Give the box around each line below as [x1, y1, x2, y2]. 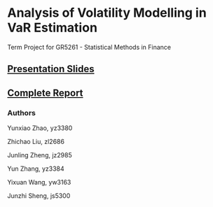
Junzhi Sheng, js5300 [7, 192, 71, 200]
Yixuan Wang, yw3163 [7, 178, 71, 187]
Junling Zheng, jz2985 [7, 151, 72, 159]
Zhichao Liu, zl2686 [7, 138, 65, 146]
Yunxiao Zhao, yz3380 [7, 124, 73, 132]
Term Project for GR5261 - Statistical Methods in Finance [7, 43, 172, 51]
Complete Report [7, 87, 83, 99]
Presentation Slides [7, 63, 95, 75]
